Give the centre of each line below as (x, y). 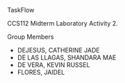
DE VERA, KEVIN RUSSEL (53, 65)
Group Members (31, 37)
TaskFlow (21, 10)
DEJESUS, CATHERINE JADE (58, 50)
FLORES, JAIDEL (41, 72)
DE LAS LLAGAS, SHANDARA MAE (67, 57)
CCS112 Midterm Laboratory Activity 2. (62, 23)
